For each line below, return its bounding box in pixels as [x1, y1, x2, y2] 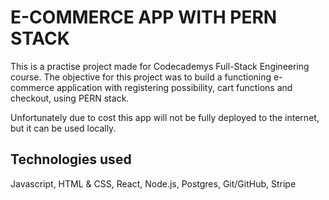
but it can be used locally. [10, 122, 117, 134]
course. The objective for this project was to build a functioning [10, 71, 272, 83]
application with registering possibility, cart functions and [56, 81, 293, 93]
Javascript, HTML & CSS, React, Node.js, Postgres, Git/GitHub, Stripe [10, 177, 297, 190]
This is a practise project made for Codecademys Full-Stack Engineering [10, 60, 310, 72]
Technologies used [10, 151, 132, 168]
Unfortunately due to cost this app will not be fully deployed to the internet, [10, 111, 320, 123]
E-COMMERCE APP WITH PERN [10, 6, 278, 29]
